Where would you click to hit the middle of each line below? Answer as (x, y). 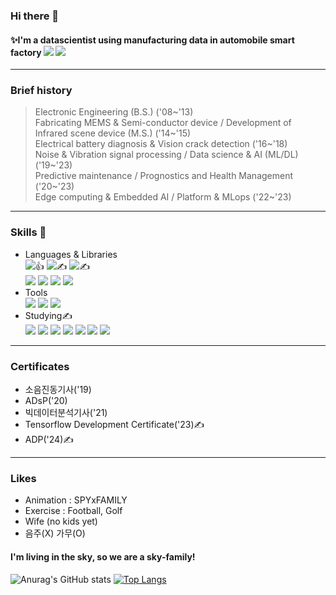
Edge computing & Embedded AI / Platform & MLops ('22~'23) (163, 197)
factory (26, 52)
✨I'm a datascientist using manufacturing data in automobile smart (152, 40)
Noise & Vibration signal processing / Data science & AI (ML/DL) (166, 155)
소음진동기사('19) (58, 390)
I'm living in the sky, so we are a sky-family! (103, 556)
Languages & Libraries (71, 254)
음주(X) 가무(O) (55, 533)
